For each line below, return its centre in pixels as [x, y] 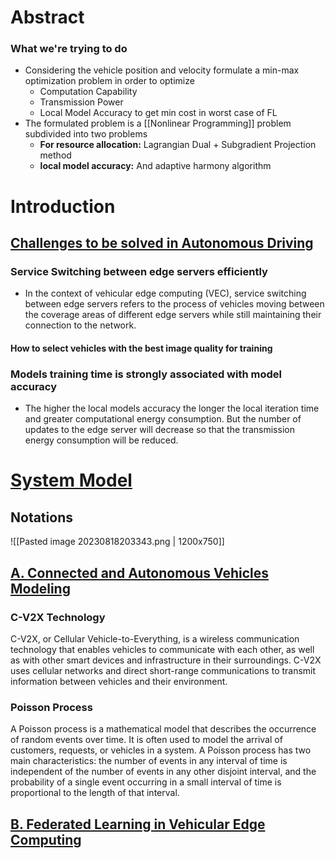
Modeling [40, 588]
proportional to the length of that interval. [95, 793]
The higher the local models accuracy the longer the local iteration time [172, 408]
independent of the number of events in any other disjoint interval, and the [163, 772]
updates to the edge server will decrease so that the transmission [159, 430]
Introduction [63, 206]
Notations [41, 517]
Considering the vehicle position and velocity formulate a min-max [162, 70]
